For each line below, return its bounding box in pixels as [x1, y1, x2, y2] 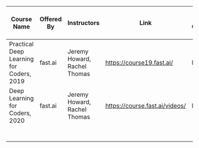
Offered [39, 15, 62, 23]
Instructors [67, 19, 99, 27]
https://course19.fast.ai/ [105, 59, 174, 67]
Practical [9, 40, 34, 48]
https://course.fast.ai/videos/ [105, 102, 187, 109]
